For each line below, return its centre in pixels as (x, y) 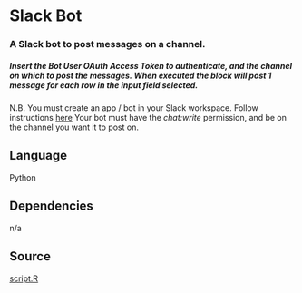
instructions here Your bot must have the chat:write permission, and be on (148, 118)
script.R (24, 278)
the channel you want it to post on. (74, 127)
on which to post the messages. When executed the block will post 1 (141, 75)
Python (23, 177)
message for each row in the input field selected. (104, 85)
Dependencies (51, 206)
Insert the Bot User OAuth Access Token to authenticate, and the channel (151, 65)
